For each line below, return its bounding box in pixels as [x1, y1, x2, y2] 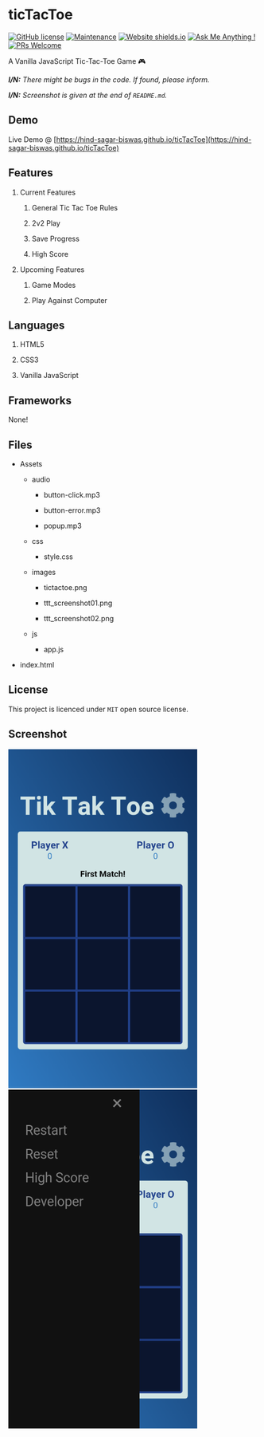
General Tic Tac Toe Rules [31, 203, 118, 212]
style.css [43, 552, 73, 561]
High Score [31, 249, 69, 258]
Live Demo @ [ [8, 134, 57, 144]
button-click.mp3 [43, 490, 101, 499]
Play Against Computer [31, 295, 107, 305]
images [31, 568, 56, 577]
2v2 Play [31, 218, 61, 228]
